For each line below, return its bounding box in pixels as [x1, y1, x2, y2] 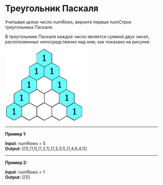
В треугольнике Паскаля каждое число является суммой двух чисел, [5, 34, 150, 39]
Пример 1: [5, 131, 27, 137]
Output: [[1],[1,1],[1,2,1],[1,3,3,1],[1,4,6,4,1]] [5, 146, 87, 151]
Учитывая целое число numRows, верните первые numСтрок [5, 19, 132, 25]
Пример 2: [5, 159, 28, 166]
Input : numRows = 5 [5, 140, 46, 146]
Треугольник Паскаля [5, 3, 98, 14]
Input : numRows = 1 [5, 169, 45, 175]
